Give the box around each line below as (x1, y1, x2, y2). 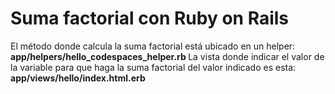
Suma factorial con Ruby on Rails (10, 7, 290, 30)
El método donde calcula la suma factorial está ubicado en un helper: (10, 40, 296, 52)
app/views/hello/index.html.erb (10, 72, 146, 84)
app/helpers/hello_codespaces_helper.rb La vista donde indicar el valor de (10, 50, 325, 62)
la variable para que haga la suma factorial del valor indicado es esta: (10, 61, 297, 73)
